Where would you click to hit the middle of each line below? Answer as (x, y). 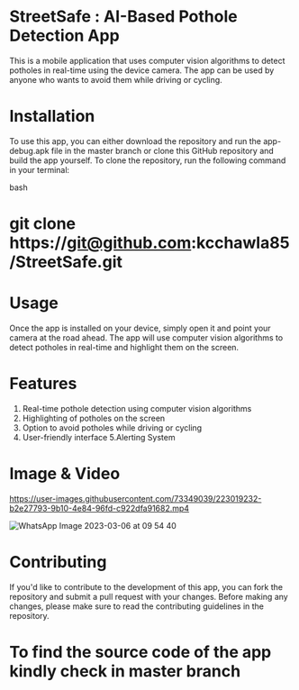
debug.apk (29, 150)
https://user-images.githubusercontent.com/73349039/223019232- (136, 498)
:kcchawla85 (240, 243)
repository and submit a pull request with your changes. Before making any (149, 596)
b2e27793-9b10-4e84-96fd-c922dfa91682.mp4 (100, 508)
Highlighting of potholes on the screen (94, 418)
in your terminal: (40, 169)
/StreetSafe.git (66, 262)
